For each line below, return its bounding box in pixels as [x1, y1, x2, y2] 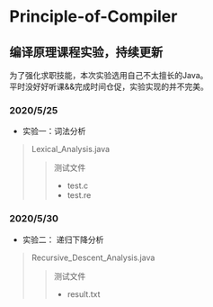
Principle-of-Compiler [9, 6, 178, 27]
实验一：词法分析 [22, 126, 86, 137]
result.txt [67, 288, 101, 299]
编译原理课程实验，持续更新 [9, 44, 164, 59]
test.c [67, 180, 88, 191]
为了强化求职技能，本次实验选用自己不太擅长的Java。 [9, 70, 209, 80]
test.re [67, 190, 92, 201]
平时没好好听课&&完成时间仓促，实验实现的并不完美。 [9, 81, 209, 92]
